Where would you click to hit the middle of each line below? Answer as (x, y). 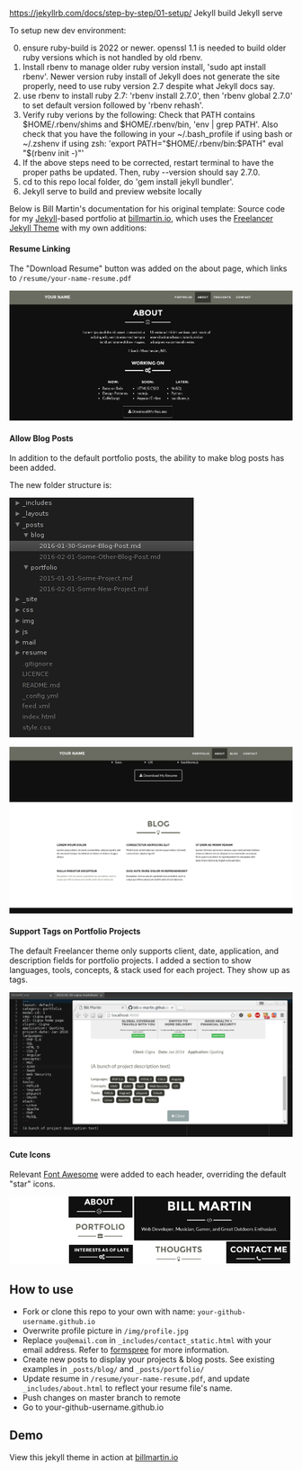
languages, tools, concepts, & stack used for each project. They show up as (150, 970)
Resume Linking (40, 248)
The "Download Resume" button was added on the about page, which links (148, 268)
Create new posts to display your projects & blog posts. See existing (149, 1359)
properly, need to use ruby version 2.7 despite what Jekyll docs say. (149, 86)
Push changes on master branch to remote (102, 1397)
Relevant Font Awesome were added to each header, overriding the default (148, 1175)
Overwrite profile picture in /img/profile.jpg (105, 1331)
